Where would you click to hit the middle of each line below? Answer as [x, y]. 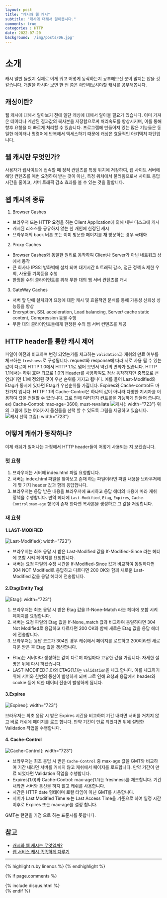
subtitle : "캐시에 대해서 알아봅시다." [41, 19]
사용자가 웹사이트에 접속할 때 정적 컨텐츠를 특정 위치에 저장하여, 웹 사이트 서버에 [83, 170]
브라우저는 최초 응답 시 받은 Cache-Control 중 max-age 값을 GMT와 [79, 761]
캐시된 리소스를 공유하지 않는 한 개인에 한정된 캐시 [61, 228]
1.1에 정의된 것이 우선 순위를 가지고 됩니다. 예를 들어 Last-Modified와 [89, 379]
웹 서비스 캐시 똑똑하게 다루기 [41, 851]
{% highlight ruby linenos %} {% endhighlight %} [55, 866]
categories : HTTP [24, 28]
